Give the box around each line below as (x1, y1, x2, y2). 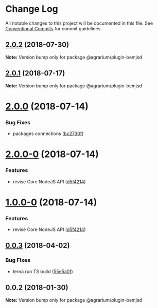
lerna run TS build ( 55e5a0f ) (12, 268, 73, 275)
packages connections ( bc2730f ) (12, 130, 84, 137)
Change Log (5, 3, 58, 15)
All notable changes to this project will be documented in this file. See (5, 20, 153, 26)
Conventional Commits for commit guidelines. (5, 25, 102, 31)
